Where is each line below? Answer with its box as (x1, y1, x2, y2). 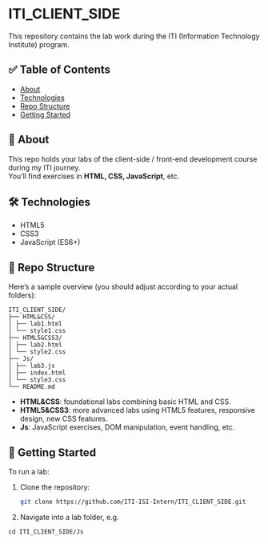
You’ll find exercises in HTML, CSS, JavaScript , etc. (8, 171, 180, 181)
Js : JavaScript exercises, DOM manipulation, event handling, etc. (19, 422, 235, 432)
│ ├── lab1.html (8, 320, 62, 328)
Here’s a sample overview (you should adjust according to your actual (8, 282, 238, 292)
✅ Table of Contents (8, 63, 110, 77)
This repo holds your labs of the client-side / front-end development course (8, 154, 258, 164)
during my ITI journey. (8, 162, 81, 172)
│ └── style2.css (8, 348, 66, 356)
